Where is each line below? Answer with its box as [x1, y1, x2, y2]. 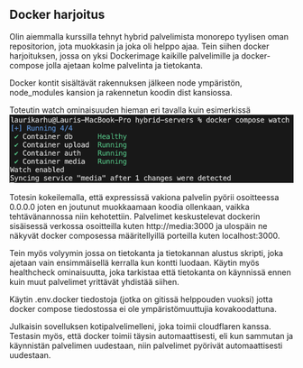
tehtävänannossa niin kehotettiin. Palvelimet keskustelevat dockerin [9, 211, 261, 222]
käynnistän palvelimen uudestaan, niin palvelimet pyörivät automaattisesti [9, 340, 283, 351]
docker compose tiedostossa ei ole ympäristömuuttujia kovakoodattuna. [9, 304, 278, 315]
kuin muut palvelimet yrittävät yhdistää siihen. [9, 277, 179, 288]
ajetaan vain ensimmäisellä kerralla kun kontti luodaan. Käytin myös [9, 257, 260, 269]
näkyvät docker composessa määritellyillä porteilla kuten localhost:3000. [9, 230, 280, 242]
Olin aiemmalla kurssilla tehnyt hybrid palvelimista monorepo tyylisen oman [9, 31, 289, 41]
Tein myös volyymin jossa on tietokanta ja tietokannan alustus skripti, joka [9, 248, 284, 259]
